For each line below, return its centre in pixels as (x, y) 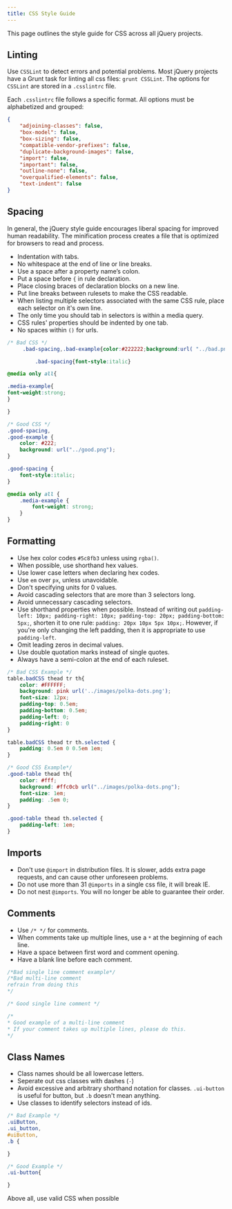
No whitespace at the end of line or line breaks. (85, 264)
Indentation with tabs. (48, 256)
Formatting (31, 541)
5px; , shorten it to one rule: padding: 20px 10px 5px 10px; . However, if (118, 622)
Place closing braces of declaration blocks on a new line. (98, 286)
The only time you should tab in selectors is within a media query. (110, 315)
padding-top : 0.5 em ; (49, 704)
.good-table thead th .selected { (55, 819)
